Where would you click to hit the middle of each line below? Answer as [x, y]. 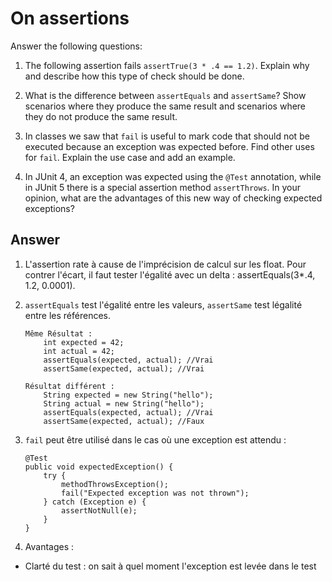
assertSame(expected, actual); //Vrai [124, 368]
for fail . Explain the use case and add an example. [130, 157]
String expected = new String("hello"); [128, 395]
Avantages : [49, 546]
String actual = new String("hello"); [124, 403]
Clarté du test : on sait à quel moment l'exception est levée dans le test [170, 566]
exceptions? [49, 208]
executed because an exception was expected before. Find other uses [169, 146]
